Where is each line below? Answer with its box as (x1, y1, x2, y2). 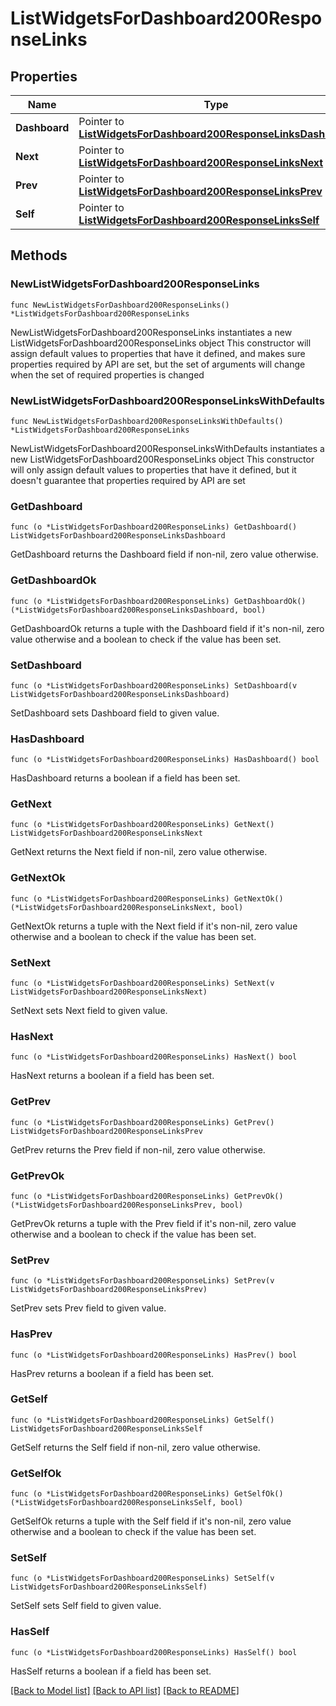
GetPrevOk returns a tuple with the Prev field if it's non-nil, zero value (10, 1217, 297, 1229)
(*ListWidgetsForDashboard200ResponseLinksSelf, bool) (10, 1498, 244, 1508)
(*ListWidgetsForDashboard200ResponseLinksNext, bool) (10, 902, 244, 912)
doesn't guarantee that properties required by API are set (10, 474, 246, 486)
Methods (10, 247, 68, 264)
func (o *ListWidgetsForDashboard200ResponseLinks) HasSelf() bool (10, 1647, 298, 1657)
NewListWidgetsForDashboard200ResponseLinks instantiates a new (10, 326, 293, 338)
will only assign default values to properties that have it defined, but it (10, 463, 297, 476)
